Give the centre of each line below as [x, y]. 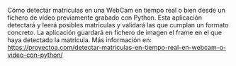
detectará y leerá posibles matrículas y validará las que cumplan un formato [118, 25]
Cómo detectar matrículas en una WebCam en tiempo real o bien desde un [116, 10]
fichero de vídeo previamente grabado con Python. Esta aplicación [105, 18]
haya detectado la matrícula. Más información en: [80, 40]
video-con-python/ [35, 55]
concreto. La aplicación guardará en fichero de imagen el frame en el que [114, 32]
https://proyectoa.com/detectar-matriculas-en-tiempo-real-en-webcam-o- [117, 47]
